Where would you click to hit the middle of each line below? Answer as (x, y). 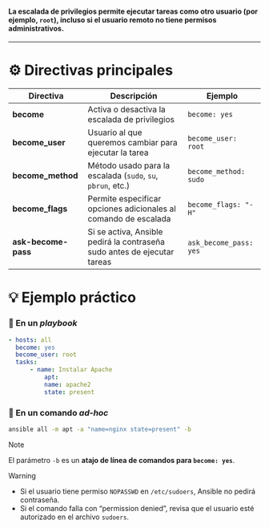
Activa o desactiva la (126, 110)
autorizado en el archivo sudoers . (74, 517)
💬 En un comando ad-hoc (58, 412)
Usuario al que (115, 132)
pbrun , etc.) (109, 186)
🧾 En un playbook (43, 323)
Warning (22, 475)
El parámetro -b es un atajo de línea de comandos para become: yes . (122, 460)
